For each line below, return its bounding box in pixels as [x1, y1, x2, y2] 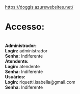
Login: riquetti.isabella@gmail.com [5, 79, 76, 85]
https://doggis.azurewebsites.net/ [5, 4, 74, 10]
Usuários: [5, 73, 26, 80]
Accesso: [5, 22, 45, 32]
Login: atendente [5, 63, 40, 69]
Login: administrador [5, 47, 48, 53]
